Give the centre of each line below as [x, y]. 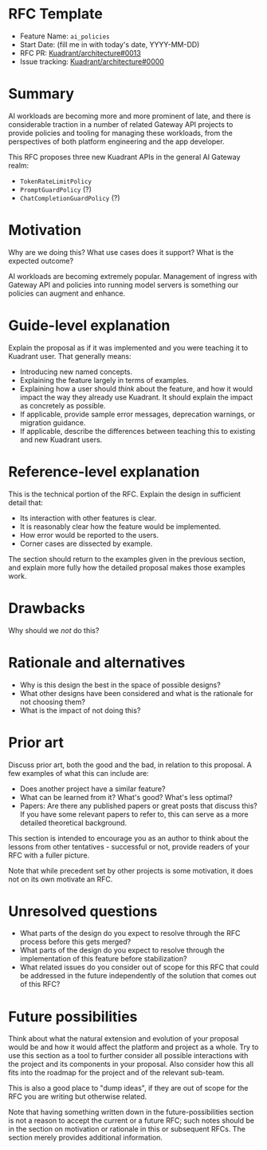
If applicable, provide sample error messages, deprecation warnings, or [137, 414]
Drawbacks [47, 608]
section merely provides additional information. [86, 1138]
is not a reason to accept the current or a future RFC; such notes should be [132, 1120]
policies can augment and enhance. [67, 293]
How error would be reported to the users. [89, 535]
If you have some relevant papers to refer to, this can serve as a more [134, 814]
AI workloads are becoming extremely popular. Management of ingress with [133, 276]
